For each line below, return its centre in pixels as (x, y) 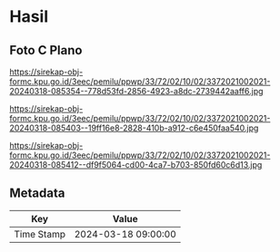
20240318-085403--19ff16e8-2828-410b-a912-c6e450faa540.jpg (134, 128)
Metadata (37, 194)
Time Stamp (40, 234)
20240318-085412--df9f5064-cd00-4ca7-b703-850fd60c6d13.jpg (136, 165)
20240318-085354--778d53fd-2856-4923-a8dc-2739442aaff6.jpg (136, 91)
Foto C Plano (46, 50)
